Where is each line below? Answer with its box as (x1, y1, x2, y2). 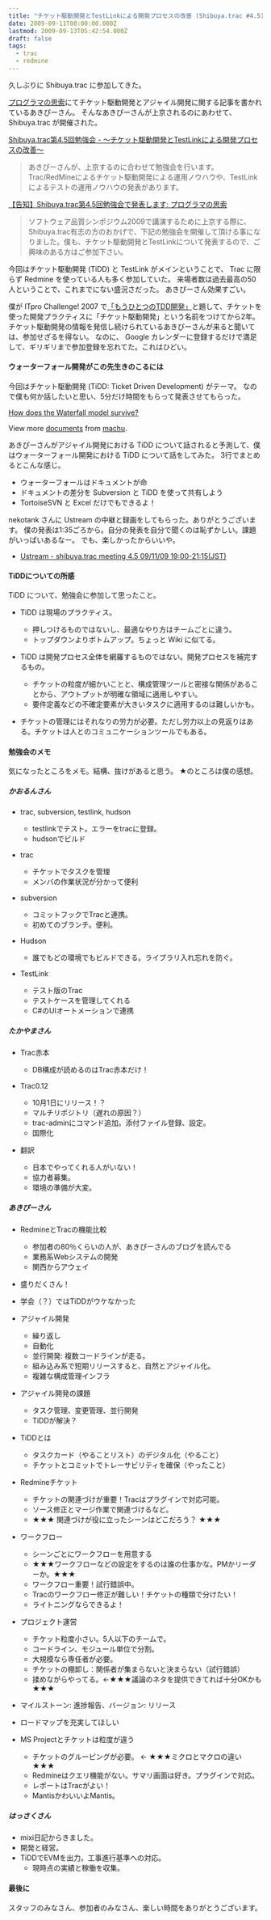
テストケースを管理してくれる (31, 996, 131, 1005)
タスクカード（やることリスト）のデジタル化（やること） (31, 1450, 223, 1460)
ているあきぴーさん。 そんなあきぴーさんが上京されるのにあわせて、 (8, 107, 236, 117)
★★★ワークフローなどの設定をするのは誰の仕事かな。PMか (31, 1559, 236, 1569)
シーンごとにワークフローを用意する (31, 1550, 152, 1559)
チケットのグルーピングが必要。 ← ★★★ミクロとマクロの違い (31, 1752, 242, 1761)
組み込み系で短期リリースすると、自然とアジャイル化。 (31, 1361, 215, 1371)
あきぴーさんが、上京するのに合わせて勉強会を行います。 (27, 162, 219, 171)
